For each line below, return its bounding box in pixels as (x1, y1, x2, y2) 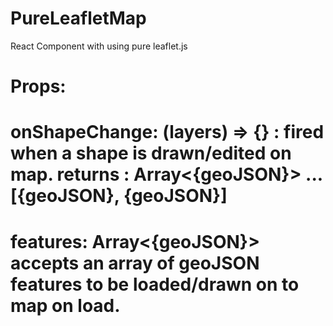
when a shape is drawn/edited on (10, 142, 292, 165)
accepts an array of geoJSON (10, 252, 260, 274)
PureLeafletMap (10, 7, 147, 30)
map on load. (10, 294, 121, 317)
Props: (10, 75, 67, 98)
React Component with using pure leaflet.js (10, 40, 188, 52)
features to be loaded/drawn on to (10, 273, 300, 296)
